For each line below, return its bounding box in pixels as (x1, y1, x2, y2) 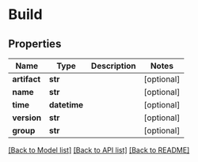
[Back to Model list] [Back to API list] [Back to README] (8, 145, 190, 155)
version (12, 112, 42, 123)
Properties (8, 37, 62, 51)
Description (90, 61, 136, 71)
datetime (48, 100, 84, 110)
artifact (12, 73, 41, 85)
